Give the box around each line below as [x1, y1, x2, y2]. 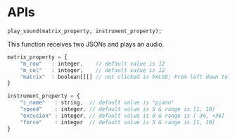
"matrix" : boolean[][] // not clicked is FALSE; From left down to [20, 73, 229, 80]
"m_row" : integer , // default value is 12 [20, 60, 165, 67]
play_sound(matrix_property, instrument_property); [7, 28, 162, 35]
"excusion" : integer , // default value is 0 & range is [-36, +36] [20, 112, 225, 119]
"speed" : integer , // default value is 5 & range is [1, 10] [20, 106, 216, 113]
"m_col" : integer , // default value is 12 [20, 66, 165, 74]
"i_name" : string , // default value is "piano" [20, 99, 174, 107]
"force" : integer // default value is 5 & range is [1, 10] [20, 119, 216, 126]
